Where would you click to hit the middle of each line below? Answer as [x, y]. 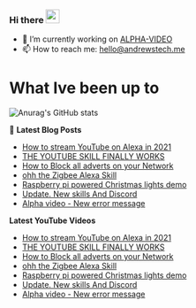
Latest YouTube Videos [53, 220]
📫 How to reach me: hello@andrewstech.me [103, 50]
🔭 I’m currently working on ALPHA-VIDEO [97, 39]
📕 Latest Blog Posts [45, 130]
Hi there [26, 19]
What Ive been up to [84, 88]
